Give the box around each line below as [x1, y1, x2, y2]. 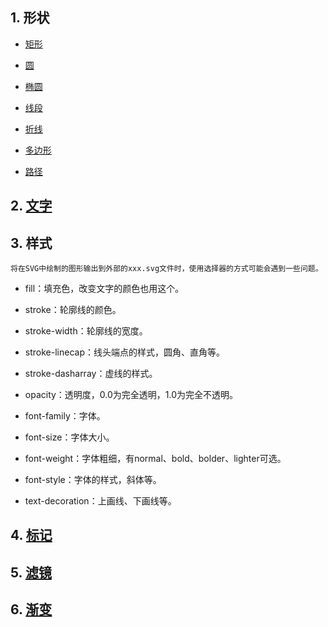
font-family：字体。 [24, 410, 106, 422]
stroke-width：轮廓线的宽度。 [24, 325, 148, 337]
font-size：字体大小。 [24, 431, 115, 443]
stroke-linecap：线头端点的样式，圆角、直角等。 [24, 346, 225, 358]
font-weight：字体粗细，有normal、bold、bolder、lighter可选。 [24, 453, 287, 465]
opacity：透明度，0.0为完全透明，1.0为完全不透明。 [24, 389, 239, 401]
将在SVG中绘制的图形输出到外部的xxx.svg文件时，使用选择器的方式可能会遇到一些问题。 [10, 264, 323, 274]
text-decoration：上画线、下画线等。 [24, 495, 177, 507]
